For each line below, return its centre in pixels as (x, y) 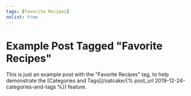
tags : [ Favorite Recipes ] (37, 11)
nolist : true (22, 17)
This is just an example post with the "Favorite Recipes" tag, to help (88, 74)
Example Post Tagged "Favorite (84, 46)
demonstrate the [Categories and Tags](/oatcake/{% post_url (80, 81)
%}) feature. (72, 87)
